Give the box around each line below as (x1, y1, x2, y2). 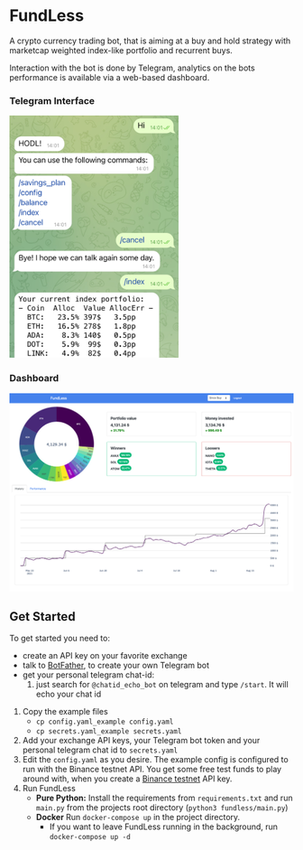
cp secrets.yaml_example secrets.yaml (35, 727, 182, 736)
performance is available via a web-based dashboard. (9, 71, 210, 82)
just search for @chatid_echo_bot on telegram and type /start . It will (35, 679, 289, 690)
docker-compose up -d (49, 833, 131, 842)
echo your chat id (35, 688, 102, 700)
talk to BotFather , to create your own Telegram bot (22, 660, 210, 671)
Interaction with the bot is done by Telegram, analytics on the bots (9, 62, 255, 73)
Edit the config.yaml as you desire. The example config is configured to (22, 754, 289, 765)
